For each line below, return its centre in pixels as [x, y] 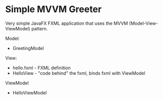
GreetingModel [28, 48]
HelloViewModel [30, 92]
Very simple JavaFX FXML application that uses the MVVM [67, 23]
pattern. [39, 28]
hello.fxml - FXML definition [42, 68]
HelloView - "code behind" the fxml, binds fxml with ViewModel [79, 73]
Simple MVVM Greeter [54, 9]
